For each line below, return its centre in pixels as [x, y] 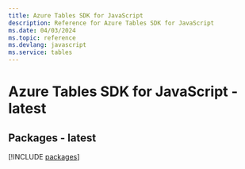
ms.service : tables [40, 52]
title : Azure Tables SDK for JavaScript [76, 15]
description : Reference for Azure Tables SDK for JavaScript [111, 23]
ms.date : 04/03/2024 [42, 30]
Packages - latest [52, 138]
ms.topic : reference [42, 38]
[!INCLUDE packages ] [44, 157]
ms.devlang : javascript [48, 45]
